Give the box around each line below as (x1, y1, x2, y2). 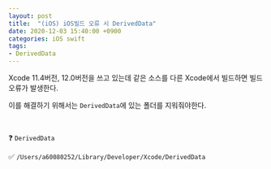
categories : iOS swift (8, 34, 85, 43)
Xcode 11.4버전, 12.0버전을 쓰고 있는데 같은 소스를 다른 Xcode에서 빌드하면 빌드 (8, 73, 264, 82)
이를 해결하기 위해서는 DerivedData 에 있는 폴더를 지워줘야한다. (8, 101, 207, 110)
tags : (8, 42, 27, 50)
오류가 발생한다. (8, 83, 59, 93)
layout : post (8, 11, 53, 20)
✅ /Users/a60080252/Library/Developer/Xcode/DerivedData (8, 152, 206, 161)
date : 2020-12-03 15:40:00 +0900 (8, 27, 122, 35)
